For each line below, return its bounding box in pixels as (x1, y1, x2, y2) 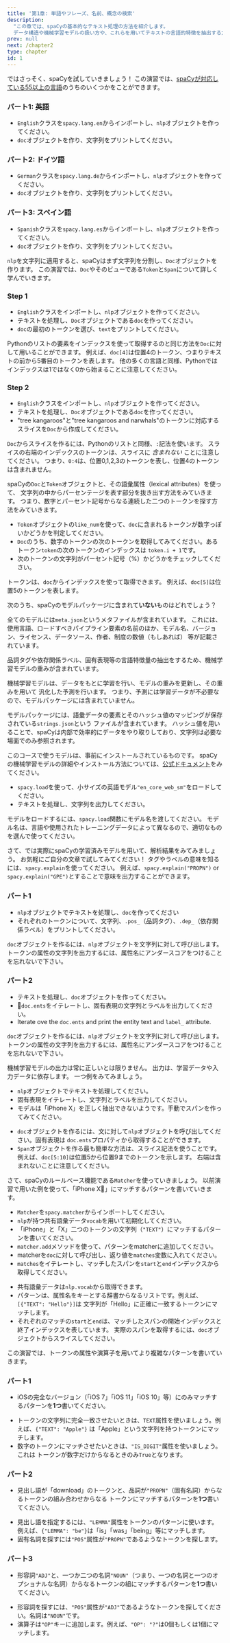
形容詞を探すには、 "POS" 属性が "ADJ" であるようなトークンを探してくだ (16, 1602, 216, 1611)
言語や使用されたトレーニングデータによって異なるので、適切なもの (30, 824, 222, 832)
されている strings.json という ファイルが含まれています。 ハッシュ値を (7, 719, 209, 728)
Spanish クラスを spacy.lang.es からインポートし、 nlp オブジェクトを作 (16, 225, 214, 233)
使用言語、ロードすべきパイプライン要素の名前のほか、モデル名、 (7, 624, 193, 633)
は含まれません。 (7, 465, 55, 474)
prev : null (7, 36, 38, 43)
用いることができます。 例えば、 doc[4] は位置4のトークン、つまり (18, 348, 204, 356)
